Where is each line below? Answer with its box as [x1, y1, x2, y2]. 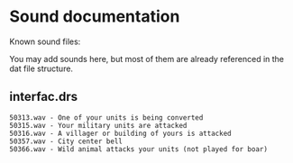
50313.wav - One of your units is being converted [9, 113, 204, 122]
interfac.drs [9, 89, 78, 104]
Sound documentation [9, 6, 180, 27]
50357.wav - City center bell [9, 137, 124, 146]
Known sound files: [9, 36, 81, 47]
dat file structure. [9, 63, 74, 74]
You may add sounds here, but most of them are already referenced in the [9, 53, 285, 64]
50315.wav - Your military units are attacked [9, 121, 188, 130]
